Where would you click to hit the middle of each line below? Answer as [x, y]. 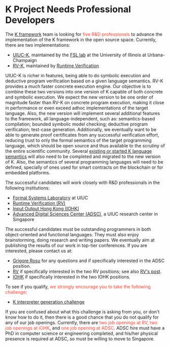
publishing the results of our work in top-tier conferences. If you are [76, 245]
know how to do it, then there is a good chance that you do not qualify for [82, 317]
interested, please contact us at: [39, 250]
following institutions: [27, 188]
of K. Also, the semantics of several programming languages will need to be [84, 162]
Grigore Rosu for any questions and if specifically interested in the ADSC [89, 261]
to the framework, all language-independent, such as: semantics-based [80, 118]
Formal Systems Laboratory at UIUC [50, 198]
